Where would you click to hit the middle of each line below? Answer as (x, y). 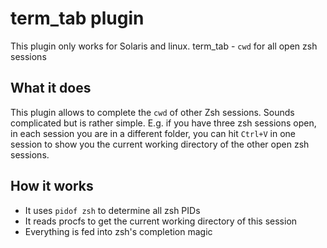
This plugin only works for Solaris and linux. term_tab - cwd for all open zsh (164, 46)
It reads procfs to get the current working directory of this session (161, 221)
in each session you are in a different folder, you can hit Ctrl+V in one (153, 133)
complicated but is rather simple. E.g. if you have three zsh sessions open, (163, 123)
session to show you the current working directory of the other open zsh (160, 144)
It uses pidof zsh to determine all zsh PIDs (112, 210)
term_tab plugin (77, 18)
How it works (52, 186)
